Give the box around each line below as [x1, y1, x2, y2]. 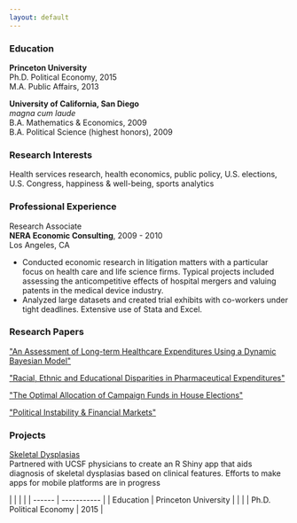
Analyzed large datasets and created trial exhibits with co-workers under [21, 294, 289, 305]
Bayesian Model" [9, 355, 72, 366]
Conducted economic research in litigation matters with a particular [21, 256, 269, 267]
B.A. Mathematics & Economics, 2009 [9, 117, 148, 128]
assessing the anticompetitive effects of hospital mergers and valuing [21, 276, 277, 286]
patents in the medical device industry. [21, 285, 164, 295]
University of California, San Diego [9, 98, 140, 109]
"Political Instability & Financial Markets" [9, 407, 157, 418]
